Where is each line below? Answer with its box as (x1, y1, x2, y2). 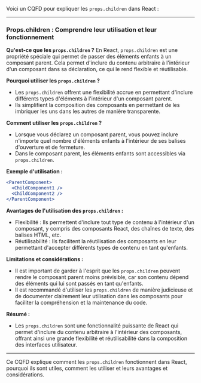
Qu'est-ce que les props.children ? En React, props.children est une (6, 47, 178, 54)
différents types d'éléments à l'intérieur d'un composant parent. (14, 95, 172, 102)
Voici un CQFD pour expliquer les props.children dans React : (6, 5, 159, 12)
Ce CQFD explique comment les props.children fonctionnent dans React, (6, 358, 187, 365)
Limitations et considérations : (6, 255, 84, 262)
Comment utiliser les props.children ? (6, 120, 102, 127)
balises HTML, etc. (14, 231, 62, 238)
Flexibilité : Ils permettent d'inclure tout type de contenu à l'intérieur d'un (14, 218, 194, 226)
